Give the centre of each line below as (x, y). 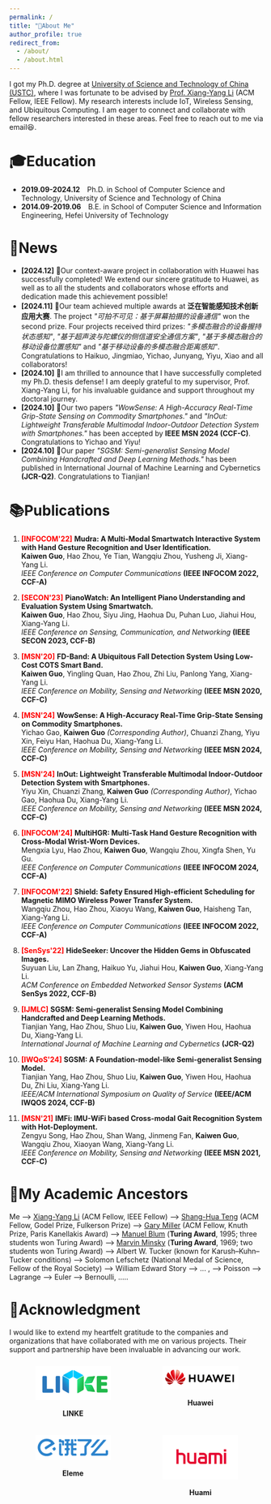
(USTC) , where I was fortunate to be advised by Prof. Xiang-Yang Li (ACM (132, 92)
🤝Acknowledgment (75, 1309)
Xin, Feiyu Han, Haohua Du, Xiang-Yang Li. (92, 741)
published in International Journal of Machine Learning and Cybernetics (141, 467)
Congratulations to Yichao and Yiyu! (80, 441)
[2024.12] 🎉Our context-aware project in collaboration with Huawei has (140, 270)
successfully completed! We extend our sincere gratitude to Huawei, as (140, 279)
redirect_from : (35, 43)
